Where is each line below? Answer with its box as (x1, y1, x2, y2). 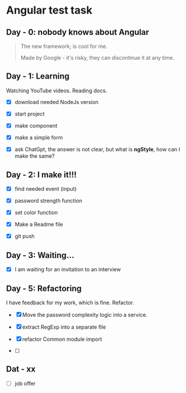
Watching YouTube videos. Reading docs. (6, 87, 107, 94)
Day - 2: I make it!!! (6, 170, 77, 180)
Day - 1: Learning (6, 72, 70, 82)
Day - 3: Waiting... (6, 250, 75, 260)
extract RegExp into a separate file (22, 323, 106, 330)
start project (14, 110, 45, 117)
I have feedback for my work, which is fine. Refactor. (6, 299, 135, 306)
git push (14, 233, 35, 240)
